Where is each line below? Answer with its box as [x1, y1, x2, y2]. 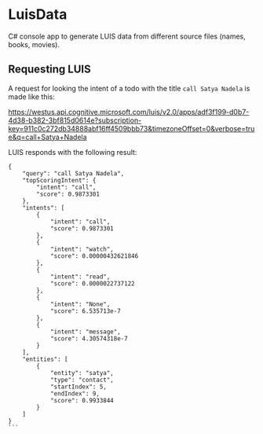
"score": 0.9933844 [49, 396, 114, 404]
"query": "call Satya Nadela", [22, 169, 125, 178]
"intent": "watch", [49, 245, 114, 253]
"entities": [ [22, 355, 68, 363]
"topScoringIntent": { [22, 176, 97, 184]
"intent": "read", [49, 273, 111, 281]
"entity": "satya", [49, 369, 114, 377]
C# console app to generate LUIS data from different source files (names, [8, 31, 246, 41]
